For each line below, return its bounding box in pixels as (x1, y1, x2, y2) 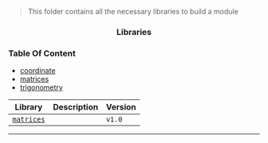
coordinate (19, 66, 56, 75)
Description (53, 102, 98, 113)
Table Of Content (8, 48, 76, 59)
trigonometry (19, 83, 64, 92)
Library (14, 102, 43, 113)
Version (105, 102, 137, 113)
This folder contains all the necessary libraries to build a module (27, 7, 239, 16)
